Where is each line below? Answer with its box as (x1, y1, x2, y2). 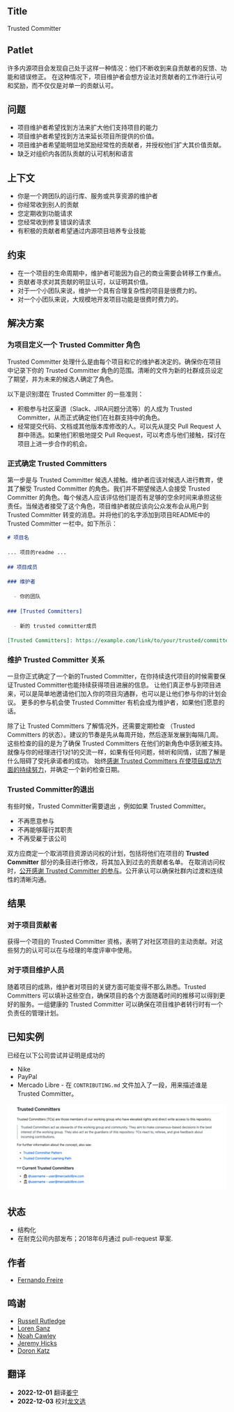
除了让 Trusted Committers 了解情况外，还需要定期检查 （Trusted (7, 722, 195, 730)
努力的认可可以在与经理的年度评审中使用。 (13, 946, 136, 955)
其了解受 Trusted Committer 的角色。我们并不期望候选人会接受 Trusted (7, 484, 210, 493)
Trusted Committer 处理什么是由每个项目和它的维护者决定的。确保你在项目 (7, 357, 221, 366)
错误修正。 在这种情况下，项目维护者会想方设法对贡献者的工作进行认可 (19, 73, 223, 81)
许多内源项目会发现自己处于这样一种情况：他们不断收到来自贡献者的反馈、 (7, 64, 221, 72)
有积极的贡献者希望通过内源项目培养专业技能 (17, 227, 146, 235)
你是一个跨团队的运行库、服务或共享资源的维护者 (17, 192, 158, 200)
